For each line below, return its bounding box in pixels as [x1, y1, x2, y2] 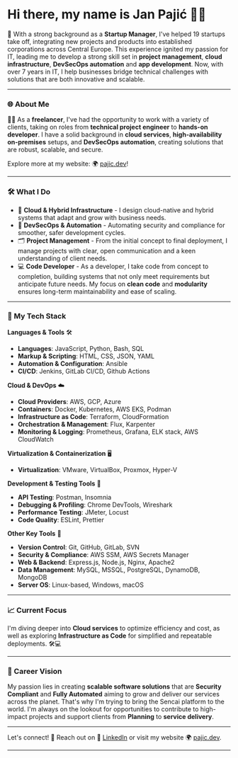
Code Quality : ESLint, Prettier [17, 515, 105, 524]
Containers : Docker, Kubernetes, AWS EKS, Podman [17, 405, 171, 413]
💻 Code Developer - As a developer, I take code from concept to [17, 262, 209, 270]
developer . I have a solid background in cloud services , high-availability [7, 130, 222, 139]
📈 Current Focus [7, 605, 67, 615]
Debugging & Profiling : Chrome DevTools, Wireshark [17, 500, 173, 509]
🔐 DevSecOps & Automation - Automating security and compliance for [17, 221, 225, 229]
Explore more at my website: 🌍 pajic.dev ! [7, 159, 129, 168]
